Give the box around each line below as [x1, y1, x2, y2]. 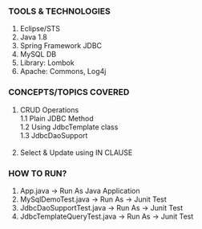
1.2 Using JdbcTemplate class [19, 122, 119, 132]
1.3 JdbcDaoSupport [19, 130, 88, 140]
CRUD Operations [19, 104, 79, 114]
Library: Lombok [19, 58, 75, 67]
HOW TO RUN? [8, 167, 67, 178]
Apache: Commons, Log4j [19, 67, 107, 76]
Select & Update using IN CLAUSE [19, 147, 133, 157]
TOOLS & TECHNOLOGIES [8, 6, 111, 17]
